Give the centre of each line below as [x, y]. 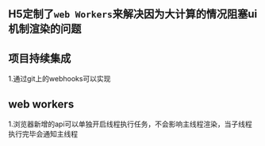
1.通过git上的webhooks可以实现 [60, 79]
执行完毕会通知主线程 [43, 134]
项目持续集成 [40, 58]
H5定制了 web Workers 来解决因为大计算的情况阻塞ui [133, 14]
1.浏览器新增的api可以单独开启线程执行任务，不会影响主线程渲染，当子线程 [130, 124]
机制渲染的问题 [45, 29]
